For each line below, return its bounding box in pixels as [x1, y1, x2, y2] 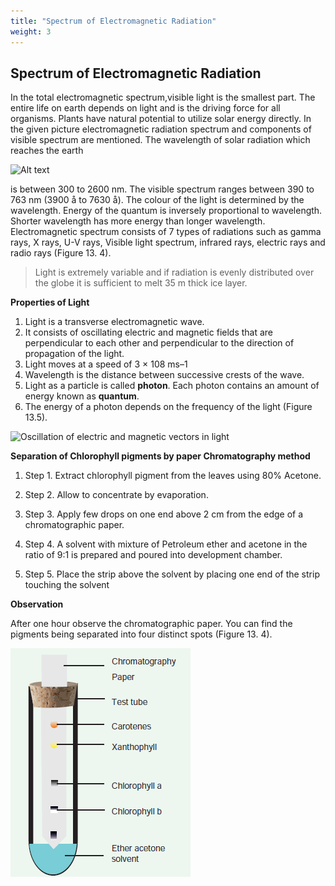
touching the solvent [24, 579, 110, 591]
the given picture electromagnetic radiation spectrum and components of [10, 123, 312, 135]
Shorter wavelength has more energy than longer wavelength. [10, 215, 266, 227]
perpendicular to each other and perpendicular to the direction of [24, 337, 295, 349]
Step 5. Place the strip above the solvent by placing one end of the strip [24, 568, 320, 580]
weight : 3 [10, 26, 52, 37]
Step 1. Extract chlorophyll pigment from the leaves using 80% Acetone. [24, 470, 322, 482]
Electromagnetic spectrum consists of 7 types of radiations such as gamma [10, 226, 322, 238]
